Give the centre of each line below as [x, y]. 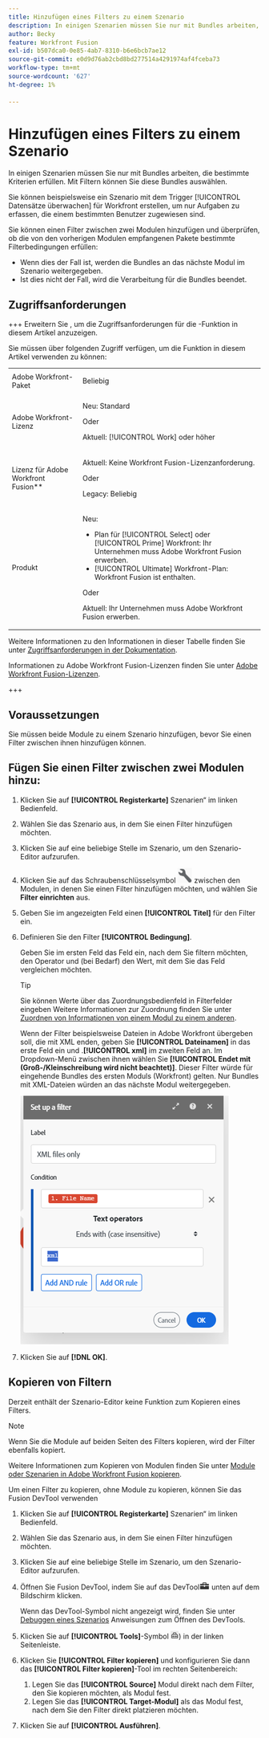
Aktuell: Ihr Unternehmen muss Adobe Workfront [163, 608]
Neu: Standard [106, 406]
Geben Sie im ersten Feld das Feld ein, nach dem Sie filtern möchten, [134, 953]
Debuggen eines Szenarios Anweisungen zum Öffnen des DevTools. [132, 1619]
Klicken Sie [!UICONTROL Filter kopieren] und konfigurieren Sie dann [135, 1660]
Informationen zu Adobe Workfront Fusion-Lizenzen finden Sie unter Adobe [133, 666]
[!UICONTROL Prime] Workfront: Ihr [153, 543]
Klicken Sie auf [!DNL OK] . [64, 1357]
